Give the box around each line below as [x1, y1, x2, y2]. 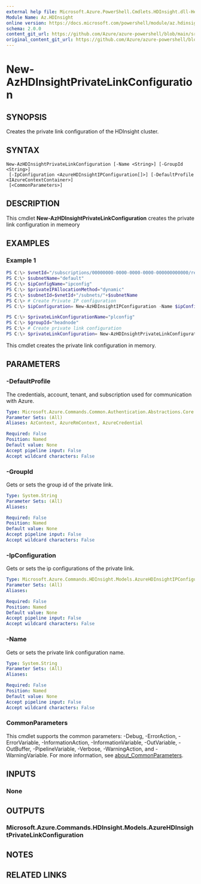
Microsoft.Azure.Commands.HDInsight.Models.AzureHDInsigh [6, 823, 194, 832]
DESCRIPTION [6, 199, 60, 209]
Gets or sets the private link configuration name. [6, 649, 125, 656]
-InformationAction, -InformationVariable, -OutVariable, [41, 739, 178, 746]
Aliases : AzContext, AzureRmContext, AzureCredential [6, 420, 144, 426]
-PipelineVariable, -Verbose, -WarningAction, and [32, 745, 154, 752]
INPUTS [6, 769, 36, 780]
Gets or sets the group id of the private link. [6, 481, 114, 488]
